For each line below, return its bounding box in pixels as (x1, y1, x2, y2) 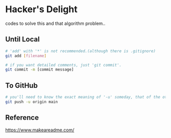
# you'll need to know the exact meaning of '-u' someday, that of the (5, 95, 160, 100)
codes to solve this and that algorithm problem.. (5, 20, 106, 26)
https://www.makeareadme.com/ (5, 127, 75, 133)
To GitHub (5, 81, 38, 90)
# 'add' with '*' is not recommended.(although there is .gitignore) (5, 48, 156, 54)
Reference (5, 113, 39, 122)
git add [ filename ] (5, 53, 47, 58)
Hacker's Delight (5, 4, 78, 15)
